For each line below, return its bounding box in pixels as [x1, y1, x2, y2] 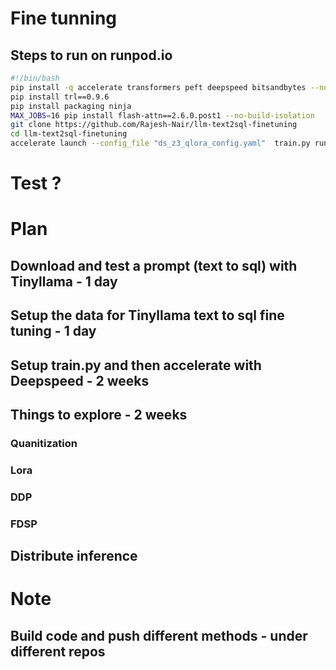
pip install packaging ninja [10, 101, 132, 111]
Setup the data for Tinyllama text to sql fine [10, 307, 285, 324]
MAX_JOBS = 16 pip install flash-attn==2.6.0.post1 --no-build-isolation [10, 110, 315, 121]
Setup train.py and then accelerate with [10, 357, 262, 374]
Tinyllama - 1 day [10, 273, 118, 290]
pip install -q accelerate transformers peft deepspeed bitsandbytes [10, 82, 307, 92]
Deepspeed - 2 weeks [10, 372, 150, 389]
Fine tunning [10, 7, 118, 30]
